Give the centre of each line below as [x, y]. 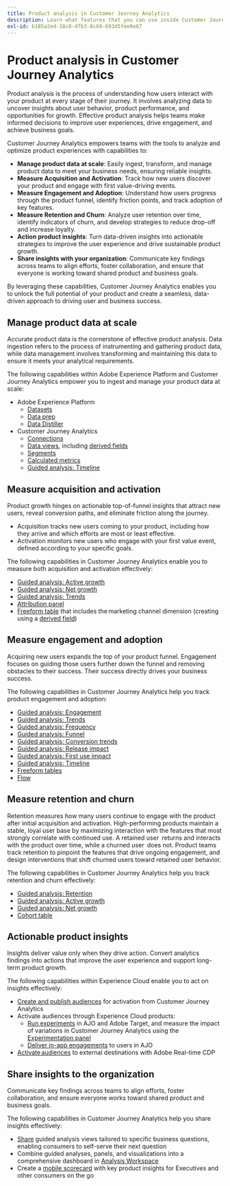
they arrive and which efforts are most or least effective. [96, 533]
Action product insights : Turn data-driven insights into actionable [110, 237]
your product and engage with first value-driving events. [97, 186]
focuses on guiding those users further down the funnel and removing [106, 664]
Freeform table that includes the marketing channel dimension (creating [118, 611]
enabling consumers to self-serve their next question [92, 1146]
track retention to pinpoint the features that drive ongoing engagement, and [114, 852]
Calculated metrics [54, 461]
